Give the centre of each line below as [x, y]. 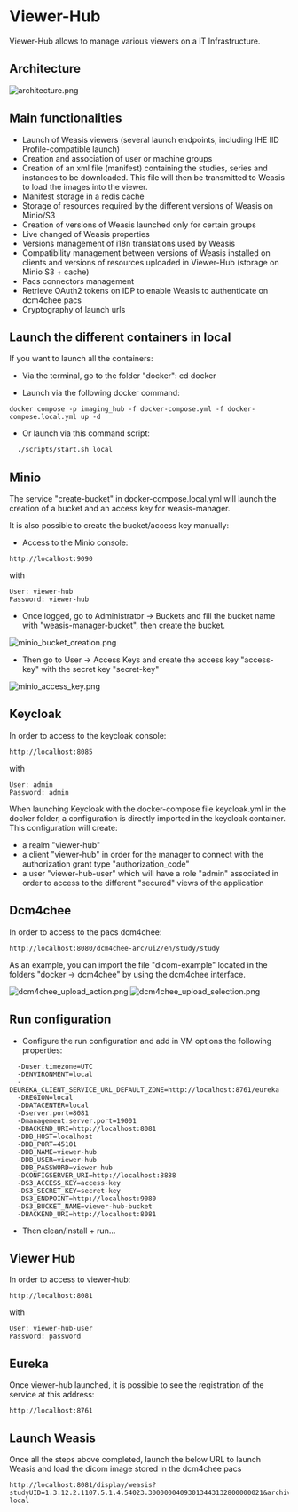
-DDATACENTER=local [53, 1105]
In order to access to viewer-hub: [70, 1279]
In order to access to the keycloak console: [88, 735]
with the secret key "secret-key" [100, 669]
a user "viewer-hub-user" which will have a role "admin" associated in [150, 873]
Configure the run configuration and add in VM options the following [147, 1041]
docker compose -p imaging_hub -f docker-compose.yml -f [117, 409]
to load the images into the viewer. [85, 186]
